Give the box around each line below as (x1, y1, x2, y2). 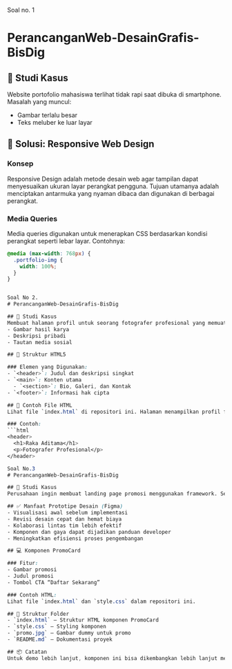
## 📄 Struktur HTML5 (7, 351, 67, 358)
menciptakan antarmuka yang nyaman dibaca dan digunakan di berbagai (7, 189, 215, 197)
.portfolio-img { (13, 257, 64, 263)
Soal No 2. (7, 294, 39, 301)
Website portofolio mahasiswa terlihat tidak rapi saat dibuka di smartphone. (7, 90, 222, 99)
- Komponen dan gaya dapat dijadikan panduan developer (7, 528, 171, 535)
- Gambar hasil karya (7, 326, 70, 333)
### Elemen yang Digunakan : (7, 363, 88, 371)
